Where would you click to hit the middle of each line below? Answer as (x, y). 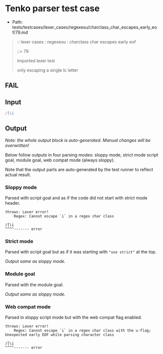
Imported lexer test (36, 60)
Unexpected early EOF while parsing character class (60, 335)
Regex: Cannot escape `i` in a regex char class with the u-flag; (82, 331)
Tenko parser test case (52, 9)
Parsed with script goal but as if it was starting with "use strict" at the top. (81, 252)
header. (13, 203)
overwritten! (17, 145)
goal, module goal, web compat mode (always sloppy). (60, 160)
